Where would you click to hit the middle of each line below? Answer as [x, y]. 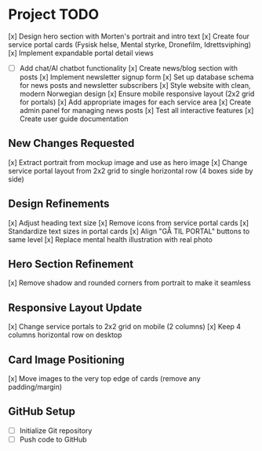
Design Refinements [59, 204]
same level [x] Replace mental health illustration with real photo [111, 239]
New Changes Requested [71, 143]
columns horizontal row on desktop [65, 335]
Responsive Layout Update [75, 308]
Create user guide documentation [74, 119]
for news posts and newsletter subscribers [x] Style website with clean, [135, 85]
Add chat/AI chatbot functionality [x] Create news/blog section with [128, 68]
